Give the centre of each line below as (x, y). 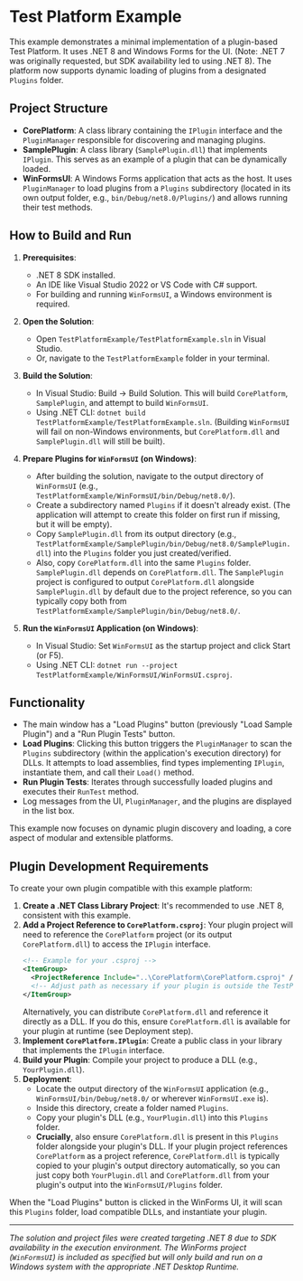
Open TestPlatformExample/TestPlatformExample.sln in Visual (151, 339)
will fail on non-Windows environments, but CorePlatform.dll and (158, 431)
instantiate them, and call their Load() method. (108, 772)
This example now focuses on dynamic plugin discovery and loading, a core (151, 828)
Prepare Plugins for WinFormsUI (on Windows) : (109, 458)
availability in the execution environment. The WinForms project (128, 1247)
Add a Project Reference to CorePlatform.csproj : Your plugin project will (157, 925)
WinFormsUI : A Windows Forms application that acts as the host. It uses (157, 178)
